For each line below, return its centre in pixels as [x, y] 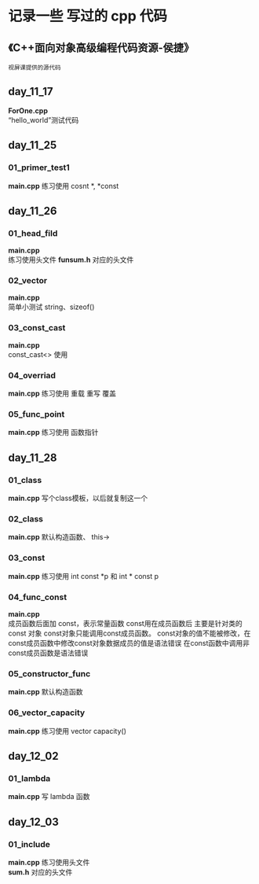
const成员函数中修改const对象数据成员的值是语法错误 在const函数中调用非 [129, 643]
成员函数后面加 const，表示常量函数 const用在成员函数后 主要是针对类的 [126, 623]
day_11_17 [31, 92]
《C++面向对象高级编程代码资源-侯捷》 [101, 48]
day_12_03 [33, 821]
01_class [25, 480]
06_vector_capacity [47, 713]
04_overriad [32, 375]
